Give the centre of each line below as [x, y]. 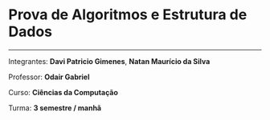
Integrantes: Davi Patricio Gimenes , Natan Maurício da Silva [109, 61]
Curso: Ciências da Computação [63, 92]
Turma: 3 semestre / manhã [55, 108]
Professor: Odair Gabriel [49, 77]
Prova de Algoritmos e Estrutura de [128, 15]
